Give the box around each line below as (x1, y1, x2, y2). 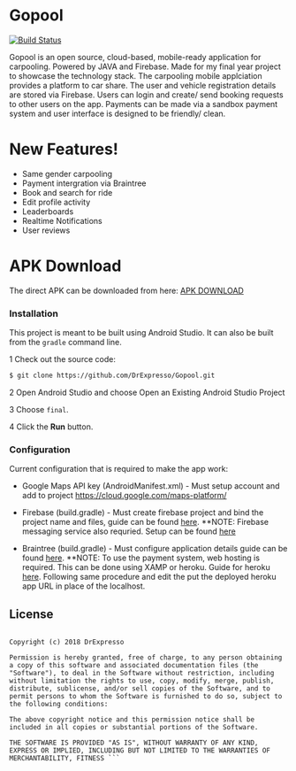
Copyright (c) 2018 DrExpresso (9, 638, 125, 647)
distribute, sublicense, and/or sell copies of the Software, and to (9, 684, 271, 693)
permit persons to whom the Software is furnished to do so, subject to (9, 692, 283, 701)
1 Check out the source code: (9, 354, 117, 365)
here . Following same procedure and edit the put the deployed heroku (21, 572, 277, 582)
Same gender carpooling (21, 168, 113, 179)
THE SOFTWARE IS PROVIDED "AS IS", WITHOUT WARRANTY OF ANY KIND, (9, 738, 259, 748)
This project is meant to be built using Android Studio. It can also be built (9, 328, 274, 338)
